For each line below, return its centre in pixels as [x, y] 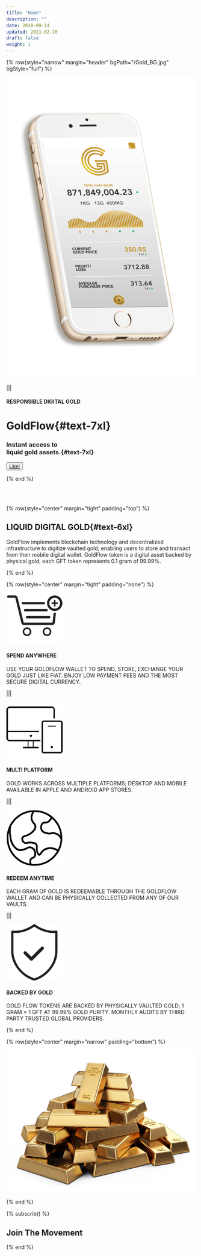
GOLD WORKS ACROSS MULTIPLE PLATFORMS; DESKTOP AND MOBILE [97, 783]
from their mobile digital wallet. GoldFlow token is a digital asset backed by [99, 554]
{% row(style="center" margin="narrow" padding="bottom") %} [86, 1042]
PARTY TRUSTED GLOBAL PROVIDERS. [55, 1019]
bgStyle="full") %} [29, 69]
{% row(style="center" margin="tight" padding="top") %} [78, 508]
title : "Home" [24, 13]
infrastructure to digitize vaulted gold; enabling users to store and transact [98, 548]
